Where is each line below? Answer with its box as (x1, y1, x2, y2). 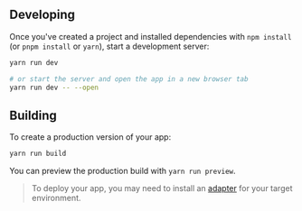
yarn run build (9, 149, 67, 159)
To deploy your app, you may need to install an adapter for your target (31, 183, 293, 194)
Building (9, 107, 57, 123)
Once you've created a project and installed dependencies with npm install (9, 31, 292, 41)
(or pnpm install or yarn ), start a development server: (9, 41, 210, 51)
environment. (31, 193, 81, 204)
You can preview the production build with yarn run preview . (9, 166, 237, 177)
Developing (9, 7, 75, 23)
